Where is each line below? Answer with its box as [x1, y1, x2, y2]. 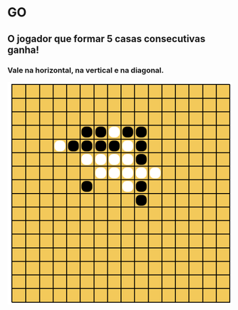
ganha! [7, 43, 39, 56]
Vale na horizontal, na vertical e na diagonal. [7, 65, 165, 75]
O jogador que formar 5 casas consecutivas [7, 33, 206, 45]
